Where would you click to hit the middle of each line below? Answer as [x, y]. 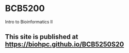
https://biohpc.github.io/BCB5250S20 [64, 45]
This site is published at [42, 37]
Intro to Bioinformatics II [29, 22]
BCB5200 [25, 8]
